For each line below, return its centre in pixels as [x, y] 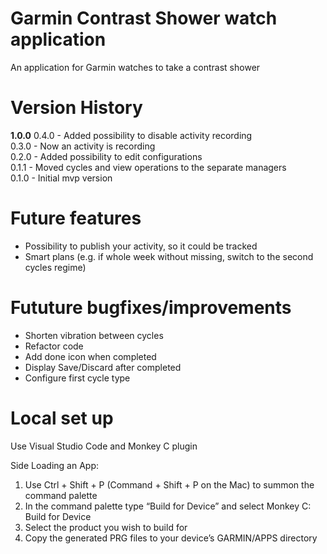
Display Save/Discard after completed [103, 367]
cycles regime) [55, 267]
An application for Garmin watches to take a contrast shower [135, 67]
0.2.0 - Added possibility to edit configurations [106, 156]
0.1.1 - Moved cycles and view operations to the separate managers [148, 167]
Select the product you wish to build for [106, 527]
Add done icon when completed [90, 356]
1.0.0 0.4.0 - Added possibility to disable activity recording [131, 135]
